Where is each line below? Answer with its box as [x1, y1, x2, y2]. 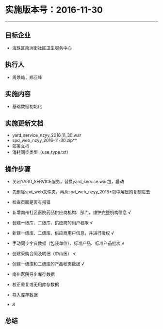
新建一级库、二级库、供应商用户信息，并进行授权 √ [12, 230, 114, 235]
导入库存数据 [12, 292, 38, 298]
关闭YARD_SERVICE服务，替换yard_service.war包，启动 [12, 179, 124, 184]
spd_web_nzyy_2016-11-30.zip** [12, 138, 78, 143]
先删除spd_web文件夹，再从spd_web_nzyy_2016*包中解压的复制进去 [12, 189, 150, 194]
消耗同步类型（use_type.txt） [12, 149, 71, 155]
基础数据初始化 [12, 104, 42, 110]
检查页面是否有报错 [12, 199, 51, 205]
